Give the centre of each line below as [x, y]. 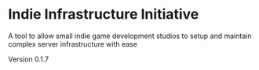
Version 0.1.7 [29, 59]
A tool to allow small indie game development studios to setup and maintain [130, 36]
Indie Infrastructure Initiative [104, 14]
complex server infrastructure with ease [73, 44]
